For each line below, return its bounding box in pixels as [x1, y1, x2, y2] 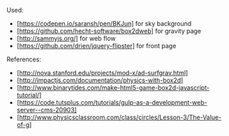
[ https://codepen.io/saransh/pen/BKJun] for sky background [16, 20, 192, 27]
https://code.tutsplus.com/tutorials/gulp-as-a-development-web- [19, 98, 207, 107]
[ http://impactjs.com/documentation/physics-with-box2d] [16, 76, 184, 84]
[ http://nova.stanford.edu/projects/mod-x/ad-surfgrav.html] [16, 69, 189, 77]
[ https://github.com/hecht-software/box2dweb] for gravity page [16, 27, 202, 35]
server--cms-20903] [16, 106, 77, 114]
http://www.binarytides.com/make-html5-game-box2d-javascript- [19, 84, 210, 91]
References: [6, 55, 41, 63]
